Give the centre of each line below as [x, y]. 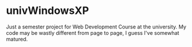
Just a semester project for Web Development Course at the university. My [96, 27]
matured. [17, 39]
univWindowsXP [48, 11]
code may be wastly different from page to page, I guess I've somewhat [93, 32]
